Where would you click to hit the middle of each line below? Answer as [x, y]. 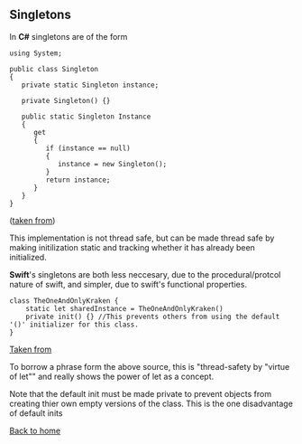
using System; [36, 53]
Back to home [35, 430]
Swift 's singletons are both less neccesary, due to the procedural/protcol [145, 274]
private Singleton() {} [66, 100]
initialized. [28, 257]
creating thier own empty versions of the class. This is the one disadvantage [151, 403]
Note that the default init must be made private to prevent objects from [141, 393]
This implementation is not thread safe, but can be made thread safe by [142, 238]
